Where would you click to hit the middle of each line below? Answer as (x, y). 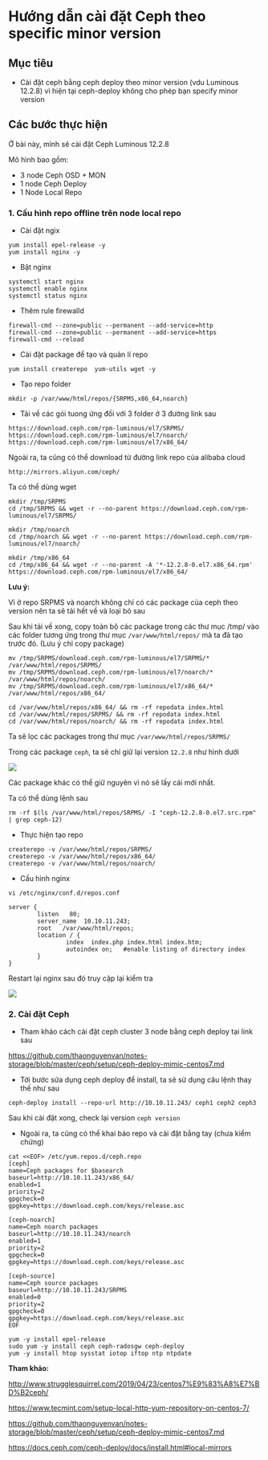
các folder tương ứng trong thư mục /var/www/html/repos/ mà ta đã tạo (126, 635)
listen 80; (59, 915)
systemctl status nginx (48, 296)
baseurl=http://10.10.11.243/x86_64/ (71, 1178)
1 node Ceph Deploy (53, 183)
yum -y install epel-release (57, 1340)
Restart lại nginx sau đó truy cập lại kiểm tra (81, 978)
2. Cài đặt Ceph (39, 1014)
